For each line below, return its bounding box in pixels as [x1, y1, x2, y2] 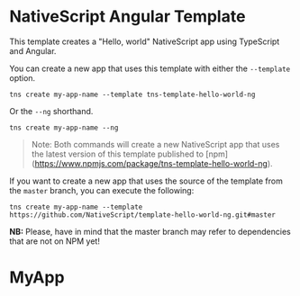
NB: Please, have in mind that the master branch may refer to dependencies [9, 226, 291, 237]
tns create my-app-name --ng [9, 123, 119, 132]
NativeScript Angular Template [9, 6, 246, 27]
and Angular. [9, 45, 57, 56]
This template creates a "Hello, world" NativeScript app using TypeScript [9, 36, 280, 47]
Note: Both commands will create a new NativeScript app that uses [31, 139, 280, 149]
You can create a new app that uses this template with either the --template [9, 63, 291, 74]
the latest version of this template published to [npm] [31, 148, 228, 159]
